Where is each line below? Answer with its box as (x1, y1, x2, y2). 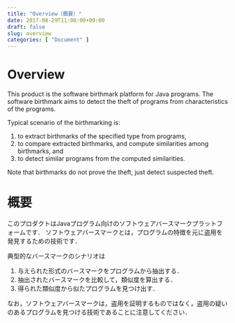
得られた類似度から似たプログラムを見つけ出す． (17, 284, 159, 292)
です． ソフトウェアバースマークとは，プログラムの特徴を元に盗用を (25, 228, 223, 236)
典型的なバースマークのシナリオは (7, 252, 105, 260)
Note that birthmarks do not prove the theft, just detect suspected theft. (7, 168, 215, 176)
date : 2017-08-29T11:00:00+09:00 (7, 17, 105, 24)
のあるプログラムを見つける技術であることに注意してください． (7, 308, 192, 316)
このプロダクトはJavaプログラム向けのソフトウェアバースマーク (7, 219, 193, 228)
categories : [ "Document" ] (7, 37, 90, 44)
